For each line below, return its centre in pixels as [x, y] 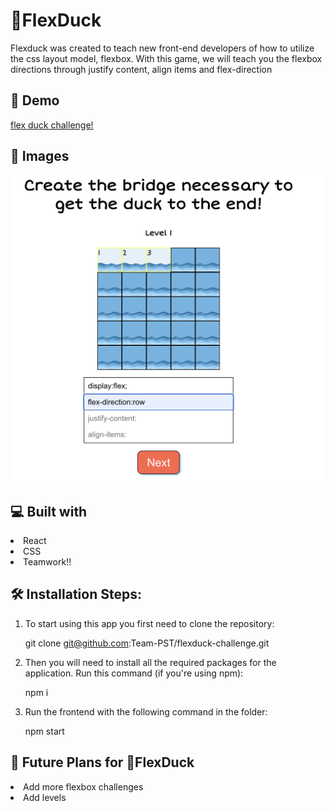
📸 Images [40, 156]
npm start [44, 731]
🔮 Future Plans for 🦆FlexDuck [102, 762]
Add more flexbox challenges [83, 786]
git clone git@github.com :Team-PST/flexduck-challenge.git [147, 643]
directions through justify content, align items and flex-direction [141, 69]
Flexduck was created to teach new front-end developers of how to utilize [162, 48]
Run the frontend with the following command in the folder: [146, 711]
